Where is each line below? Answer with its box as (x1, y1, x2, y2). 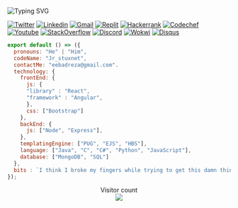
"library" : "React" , (25, 88, 91, 95)
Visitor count (100, 186, 138, 195)
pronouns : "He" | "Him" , (13, 48, 87, 55)
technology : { (13, 68, 55, 75)
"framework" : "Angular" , (25, 94, 103, 101)
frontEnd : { (20, 74, 55, 81)
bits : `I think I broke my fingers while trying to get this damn (13, 166, 217, 173)
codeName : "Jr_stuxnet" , (13, 54, 87, 62)
